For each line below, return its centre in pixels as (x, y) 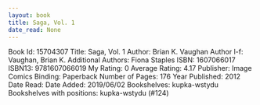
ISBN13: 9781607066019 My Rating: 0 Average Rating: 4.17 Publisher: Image (130, 68)
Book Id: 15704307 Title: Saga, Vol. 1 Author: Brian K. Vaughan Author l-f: (126, 52)
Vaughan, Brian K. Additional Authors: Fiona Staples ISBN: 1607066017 (122, 60)
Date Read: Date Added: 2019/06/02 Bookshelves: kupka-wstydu (114, 85)
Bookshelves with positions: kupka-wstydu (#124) (89, 93)
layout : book (29, 15)
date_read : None (34, 30)
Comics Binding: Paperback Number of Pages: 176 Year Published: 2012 (125, 77)
